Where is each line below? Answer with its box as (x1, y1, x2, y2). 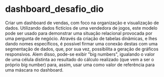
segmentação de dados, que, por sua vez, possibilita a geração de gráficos (5, 46, 159, 52)
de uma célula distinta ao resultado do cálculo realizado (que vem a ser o (5, 56, 154, 62)
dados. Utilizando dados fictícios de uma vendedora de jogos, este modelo (5, 25, 158, 31)
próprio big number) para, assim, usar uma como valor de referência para (5, 62, 155, 68)
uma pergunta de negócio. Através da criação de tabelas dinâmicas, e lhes (5, 36, 157, 41)
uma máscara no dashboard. (5, 67, 64, 73)
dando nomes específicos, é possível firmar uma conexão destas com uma (5, 40, 158, 46)
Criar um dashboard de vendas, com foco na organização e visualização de (5, 20, 159, 26)
